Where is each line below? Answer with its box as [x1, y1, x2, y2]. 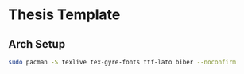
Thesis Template [8, 6, 121, 24]
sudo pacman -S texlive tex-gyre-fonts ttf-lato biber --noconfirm [8, 58, 237, 66]
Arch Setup [8, 37, 66, 51]
